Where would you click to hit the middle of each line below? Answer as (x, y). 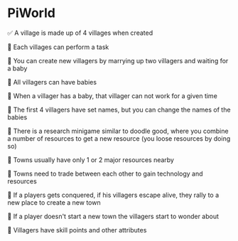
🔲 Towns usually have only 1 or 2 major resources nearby (91, 160)
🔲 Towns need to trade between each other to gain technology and (106, 173)
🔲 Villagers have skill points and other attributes (77, 230)
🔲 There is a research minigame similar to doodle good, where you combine (118, 131)
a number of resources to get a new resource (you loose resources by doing (119, 138)
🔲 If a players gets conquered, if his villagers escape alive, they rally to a (113, 195)
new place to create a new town (54, 202)
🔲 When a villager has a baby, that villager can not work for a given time (113, 96)
